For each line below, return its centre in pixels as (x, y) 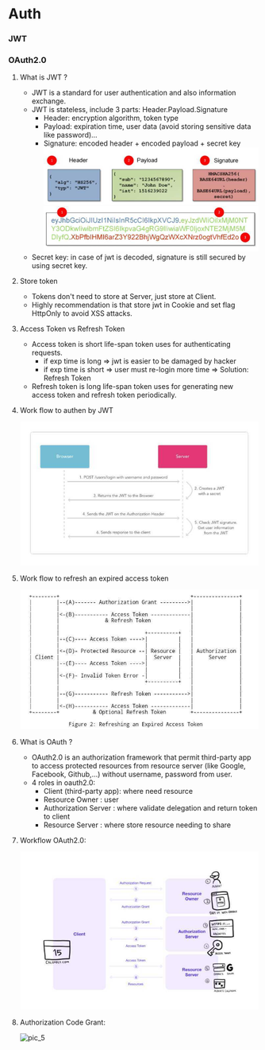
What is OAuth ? (46, 742)
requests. (47, 353)
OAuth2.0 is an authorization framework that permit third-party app (141, 757)
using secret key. (60, 266)
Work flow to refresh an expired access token (94, 578)
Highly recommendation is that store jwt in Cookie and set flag (133, 305)
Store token (38, 281)
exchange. (48, 101)
